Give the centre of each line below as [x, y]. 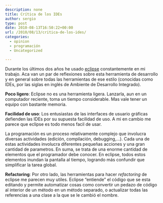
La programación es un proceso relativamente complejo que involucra [76, 134]
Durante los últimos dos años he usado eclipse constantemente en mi [75, 68]
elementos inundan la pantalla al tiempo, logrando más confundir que [75, 159]
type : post [16, 23]
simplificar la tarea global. [31, 165]
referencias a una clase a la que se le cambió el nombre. [62, 195]
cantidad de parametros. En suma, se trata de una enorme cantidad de [76, 149]
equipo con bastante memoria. [36, 104]
